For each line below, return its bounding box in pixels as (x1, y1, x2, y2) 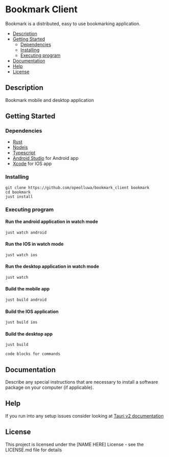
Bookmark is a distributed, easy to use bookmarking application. (5, 20, 140, 27)
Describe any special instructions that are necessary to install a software (5, 379, 158, 385)
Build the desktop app (5, 330, 53, 337)
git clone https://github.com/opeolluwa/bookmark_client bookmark (5, 185, 150, 190)
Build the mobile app (5, 286, 50, 292)
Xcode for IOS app (12, 160, 52, 167)
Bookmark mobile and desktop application (5, 97, 94, 103)
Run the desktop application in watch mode (5, 263, 100, 269)
